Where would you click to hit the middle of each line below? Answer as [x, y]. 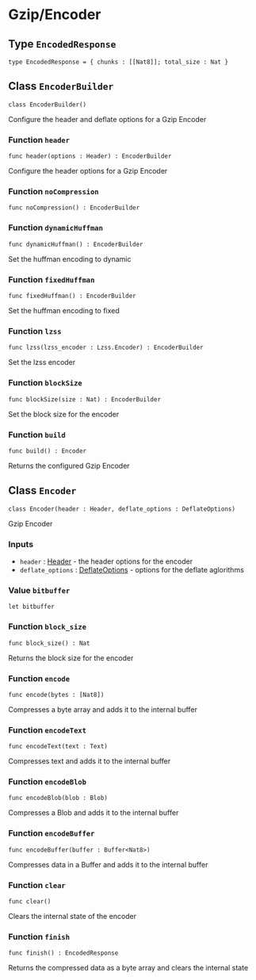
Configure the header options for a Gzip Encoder [88, 171]
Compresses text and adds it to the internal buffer [90, 761]
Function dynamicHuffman [55, 228]
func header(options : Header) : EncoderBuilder [90, 156]
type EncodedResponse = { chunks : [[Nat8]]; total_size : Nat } [118, 62]
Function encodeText [48, 729]
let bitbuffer [32, 607]
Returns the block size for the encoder [71, 658]
